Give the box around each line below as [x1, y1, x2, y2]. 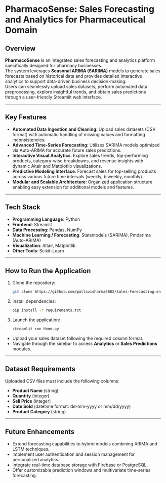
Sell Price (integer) [12, 398, 51, 404]
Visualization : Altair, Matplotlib [12, 242, 76, 248]
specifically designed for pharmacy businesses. [5, 63, 103, 68]
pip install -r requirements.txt [12, 308, 82, 313]
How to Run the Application [5, 267, 91, 275]
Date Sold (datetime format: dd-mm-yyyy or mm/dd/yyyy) [12, 403, 131, 409]
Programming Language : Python [12, 216, 80, 222]
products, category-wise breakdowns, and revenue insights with [12, 157, 144, 164]
